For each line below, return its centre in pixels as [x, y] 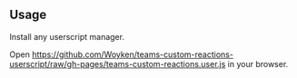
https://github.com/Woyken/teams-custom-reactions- [133, 54]
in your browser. [258, 63]
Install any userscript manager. [67, 36]
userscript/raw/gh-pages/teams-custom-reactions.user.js [118, 63]
